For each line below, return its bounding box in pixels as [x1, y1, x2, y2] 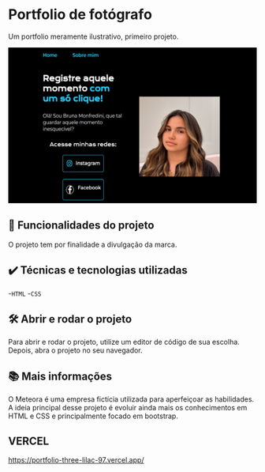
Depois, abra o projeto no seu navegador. [8, 346, 144, 355]
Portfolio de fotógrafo [8, 6, 152, 24]
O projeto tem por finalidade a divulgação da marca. [8, 240, 177, 249]
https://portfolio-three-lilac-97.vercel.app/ [8, 455, 144, 464]
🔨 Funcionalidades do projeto [8, 219, 155, 232]
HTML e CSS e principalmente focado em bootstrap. [8, 411, 179, 421]
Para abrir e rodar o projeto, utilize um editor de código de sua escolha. [8, 338, 241, 347]
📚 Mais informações [8, 369, 113, 383]
